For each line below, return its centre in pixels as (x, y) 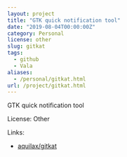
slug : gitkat (26, 46)
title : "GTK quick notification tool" (64, 20)
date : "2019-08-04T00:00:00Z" (52, 27)
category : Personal (36, 33)
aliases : (20, 72)
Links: (16, 132)
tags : (15, 53)
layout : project (31, 14)
